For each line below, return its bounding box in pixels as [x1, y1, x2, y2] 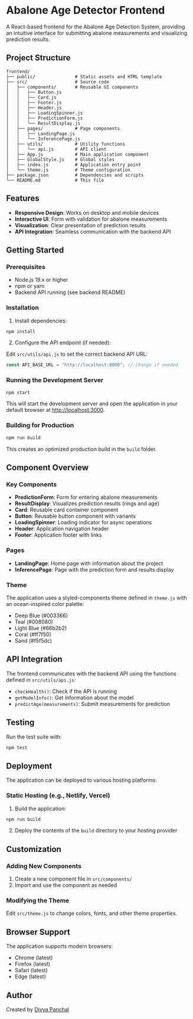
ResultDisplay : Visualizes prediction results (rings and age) [14, 500, 159, 507]
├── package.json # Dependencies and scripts [6, 172, 144, 178]
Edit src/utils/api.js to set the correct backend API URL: [6, 350, 148, 358]
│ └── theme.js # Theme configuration [6, 167, 131, 173]
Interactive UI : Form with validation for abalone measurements [14, 215, 168, 222]
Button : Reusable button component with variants [14, 512, 136, 520]
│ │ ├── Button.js [6, 89, 62, 95]
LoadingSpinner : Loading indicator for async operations [14, 519, 152, 526]
